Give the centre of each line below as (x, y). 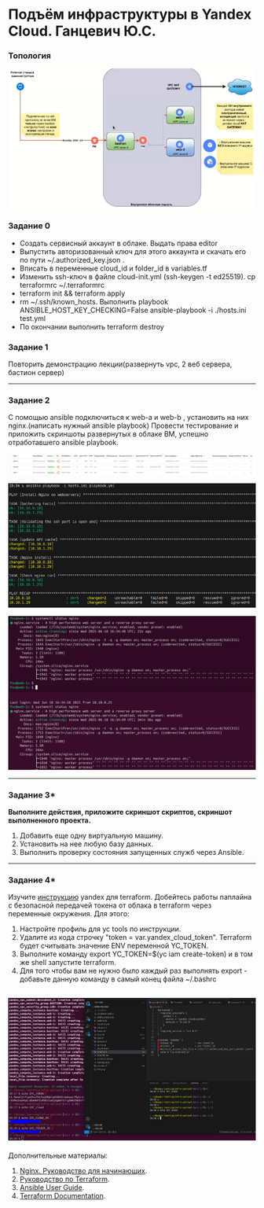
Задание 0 (29, 226)
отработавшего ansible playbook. (64, 443)
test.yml (32, 318)
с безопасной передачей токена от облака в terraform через (110, 905)
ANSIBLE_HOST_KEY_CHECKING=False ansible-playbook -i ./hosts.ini (133, 310)
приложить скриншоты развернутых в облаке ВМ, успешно (108, 434)
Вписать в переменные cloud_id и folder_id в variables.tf (113, 268)
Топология (29, 56)
